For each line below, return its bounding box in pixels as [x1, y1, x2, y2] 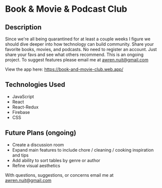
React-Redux [12, 104, 39, 110]
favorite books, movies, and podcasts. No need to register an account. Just [5, 47, 157, 52]
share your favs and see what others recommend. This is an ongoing [5, 52, 144, 57]
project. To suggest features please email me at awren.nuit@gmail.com [5, 57, 149, 62]
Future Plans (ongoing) [5, 129, 77, 137]
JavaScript [12, 93, 34, 99]
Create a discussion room [12, 141, 65, 148]
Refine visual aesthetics [12, 162, 60, 168]
